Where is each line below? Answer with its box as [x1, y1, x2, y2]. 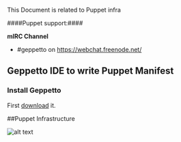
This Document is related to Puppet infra [7, 6, 122, 14]
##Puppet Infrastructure [7, 114, 75, 122]
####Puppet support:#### [7, 19, 83, 27]
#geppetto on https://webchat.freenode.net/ [16, 46, 142, 53]
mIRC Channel [7, 32, 49, 40]
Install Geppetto [7, 85, 61, 95]
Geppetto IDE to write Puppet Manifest [7, 65, 174, 77]
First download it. [7, 101, 56, 109]
